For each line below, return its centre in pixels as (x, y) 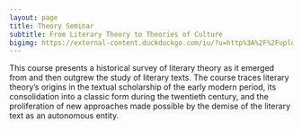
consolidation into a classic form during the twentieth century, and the (139, 97)
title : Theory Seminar (52, 26)
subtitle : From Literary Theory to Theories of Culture (116, 34)
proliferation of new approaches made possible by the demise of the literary (150, 106)
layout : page (34, 17)
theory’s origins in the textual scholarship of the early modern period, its (143, 87)
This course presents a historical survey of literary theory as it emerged (142, 68)
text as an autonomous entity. (64, 116)
